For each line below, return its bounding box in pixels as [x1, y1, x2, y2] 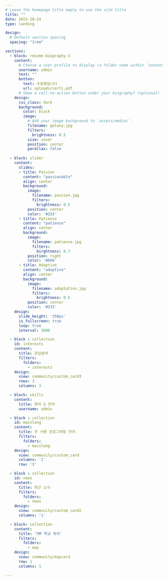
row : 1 [18, 559, 32, 564]
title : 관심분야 [18, 351, 48, 356]
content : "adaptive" [23, 267, 66, 273]
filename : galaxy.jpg [27, 123, 72, 128]
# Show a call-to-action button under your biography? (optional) [18, 91, 160, 96]
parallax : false [27, 146, 61, 152]
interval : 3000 [18, 328, 50, 333]
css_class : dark [18, 100, 52, 105]
